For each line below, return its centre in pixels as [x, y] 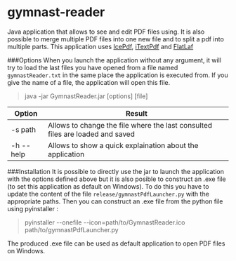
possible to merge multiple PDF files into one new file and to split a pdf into [116, 39]
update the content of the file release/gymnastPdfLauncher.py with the [108, 194]
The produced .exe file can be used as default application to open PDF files [116, 243]
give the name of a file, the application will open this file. [89, 82]
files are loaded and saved [91, 134]
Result [136, 113]
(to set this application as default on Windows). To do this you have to [108, 186]
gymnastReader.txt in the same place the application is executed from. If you [118, 75]
